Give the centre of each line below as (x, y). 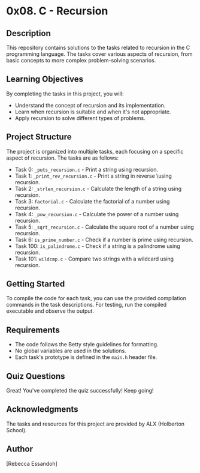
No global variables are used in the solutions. (71, 351)
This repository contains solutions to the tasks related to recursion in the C (98, 47)
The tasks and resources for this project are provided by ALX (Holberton (95, 424)
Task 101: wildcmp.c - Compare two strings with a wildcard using (94, 259)
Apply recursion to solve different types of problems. (80, 118)
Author (19, 449)
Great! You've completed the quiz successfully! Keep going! (80, 391)
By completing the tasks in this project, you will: (65, 94)
